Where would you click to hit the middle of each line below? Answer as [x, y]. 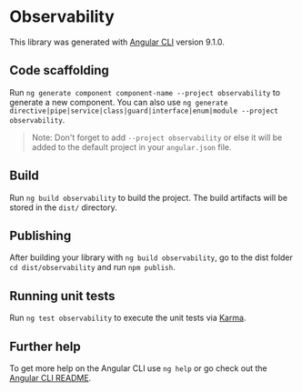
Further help [45, 346]
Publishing [40, 235]
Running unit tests [62, 296]
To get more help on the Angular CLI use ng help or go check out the [138, 368]
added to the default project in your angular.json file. [131, 146]
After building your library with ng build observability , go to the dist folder [151, 257]
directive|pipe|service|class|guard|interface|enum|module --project [144, 111]
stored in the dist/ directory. [64, 207]
